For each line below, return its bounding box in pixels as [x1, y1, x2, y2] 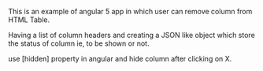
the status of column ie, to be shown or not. [8, 39, 150, 48]
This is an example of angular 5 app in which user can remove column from [8, 7, 253, 16]
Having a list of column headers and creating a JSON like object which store [8, 31, 256, 39]
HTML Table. [8, 15, 50, 24]
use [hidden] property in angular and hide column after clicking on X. [8, 54, 232, 63]
